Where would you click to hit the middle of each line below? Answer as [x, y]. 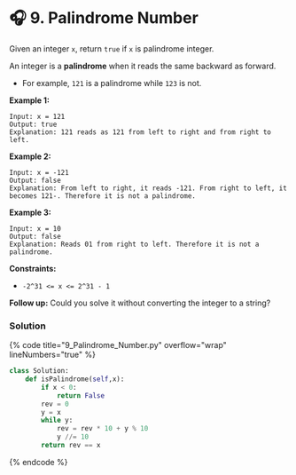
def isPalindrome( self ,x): [75, 379]
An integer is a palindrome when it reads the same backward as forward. [143, 66]
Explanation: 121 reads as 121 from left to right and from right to [140, 132]
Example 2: [30, 156]
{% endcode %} [39, 462]
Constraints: [33, 268]
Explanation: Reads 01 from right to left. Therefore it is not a [134, 244]
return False [80, 396]
